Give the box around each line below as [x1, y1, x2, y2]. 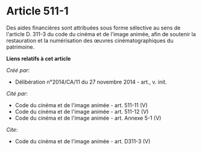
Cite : [6, 126, 18, 133]
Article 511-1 [6, 4, 69, 18]
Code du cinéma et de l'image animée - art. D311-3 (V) [14, 137, 151, 145]
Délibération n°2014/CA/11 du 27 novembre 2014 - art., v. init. [14, 78, 167, 85]
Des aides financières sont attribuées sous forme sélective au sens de [6, 24, 181, 31]
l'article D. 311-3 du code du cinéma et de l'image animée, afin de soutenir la [6, 30, 196, 37]
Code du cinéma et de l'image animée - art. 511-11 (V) [14, 101, 148, 109]
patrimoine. [6, 43, 35, 51]
